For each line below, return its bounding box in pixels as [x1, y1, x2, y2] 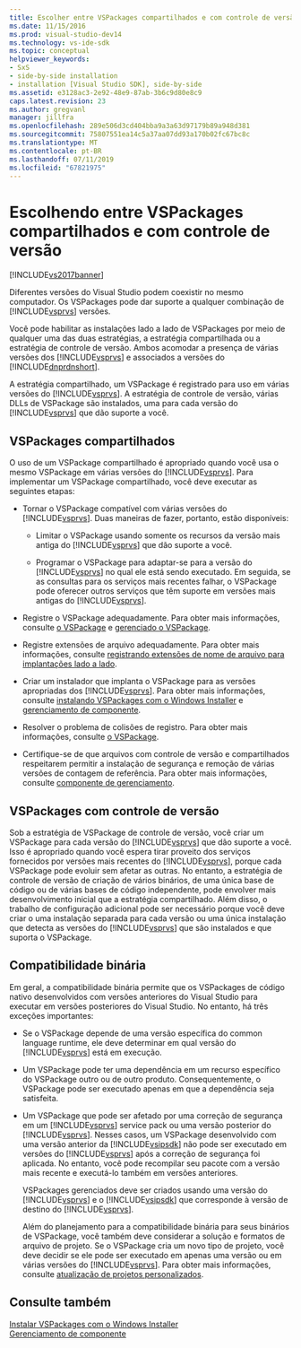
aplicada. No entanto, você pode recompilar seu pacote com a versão [21, 1158, 280, 1169]
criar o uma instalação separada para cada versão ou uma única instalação [9, 912, 287, 924]
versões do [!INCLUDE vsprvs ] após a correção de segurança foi [21, 1148, 261, 1159]
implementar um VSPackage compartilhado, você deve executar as [9, 476, 258, 487]
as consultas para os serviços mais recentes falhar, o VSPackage [35, 576, 278, 587]
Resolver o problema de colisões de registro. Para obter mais [21, 722, 248, 733]
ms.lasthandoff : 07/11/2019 [9, 154, 115, 164]
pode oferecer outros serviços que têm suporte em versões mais [35, 586, 276, 596]
